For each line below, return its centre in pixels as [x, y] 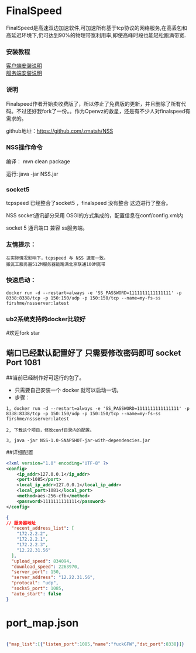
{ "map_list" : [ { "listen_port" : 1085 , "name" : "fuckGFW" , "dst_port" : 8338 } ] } [95, 644]
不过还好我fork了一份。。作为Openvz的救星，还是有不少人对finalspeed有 [103, 111]
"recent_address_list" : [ [43, 529]
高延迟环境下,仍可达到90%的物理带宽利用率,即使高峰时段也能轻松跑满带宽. [96, 35]
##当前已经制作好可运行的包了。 [45, 378]
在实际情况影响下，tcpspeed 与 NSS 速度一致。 [57, 258]
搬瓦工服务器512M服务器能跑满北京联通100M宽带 [56, 265]
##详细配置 [20, 452]
